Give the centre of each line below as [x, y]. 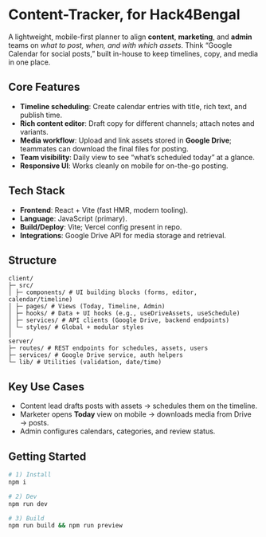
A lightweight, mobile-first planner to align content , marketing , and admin [130, 37]
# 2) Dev [23, 496]
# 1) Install [30, 475]
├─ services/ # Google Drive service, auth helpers [96, 355]
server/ [21, 341]
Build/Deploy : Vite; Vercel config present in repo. [101, 227]
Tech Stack [37, 191]
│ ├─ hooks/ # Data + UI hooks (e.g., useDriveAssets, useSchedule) [124, 314]
